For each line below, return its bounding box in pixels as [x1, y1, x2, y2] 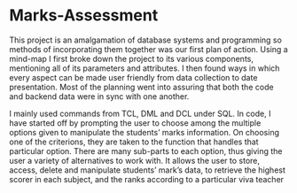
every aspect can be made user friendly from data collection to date [9, 72, 258, 82]
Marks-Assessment [9, 5, 159, 26]
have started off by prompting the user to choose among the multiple [9, 117, 262, 128]
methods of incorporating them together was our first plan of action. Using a [9, 43, 288, 54]
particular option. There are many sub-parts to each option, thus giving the [9, 145, 283, 156]
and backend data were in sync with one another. [9, 90, 190, 102]
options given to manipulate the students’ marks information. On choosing [9, 127, 280, 137]
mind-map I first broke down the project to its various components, [9, 53, 254, 64]
